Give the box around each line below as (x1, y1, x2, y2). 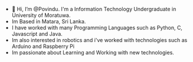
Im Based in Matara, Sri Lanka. (11, 18, 86, 25)
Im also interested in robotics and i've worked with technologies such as (11, 37, 188, 43)
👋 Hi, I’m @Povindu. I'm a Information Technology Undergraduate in (11, 6, 176, 12)
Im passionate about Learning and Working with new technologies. (11, 49, 174, 56)
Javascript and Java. (11, 30, 63, 37)
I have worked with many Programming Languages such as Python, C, (11, 24, 183, 31)
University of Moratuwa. (11, 12, 71, 19)
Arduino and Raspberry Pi (11, 43, 75, 50)
